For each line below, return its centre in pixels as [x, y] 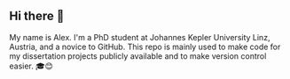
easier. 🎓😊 [31, 66]
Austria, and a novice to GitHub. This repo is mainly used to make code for [145, 47]
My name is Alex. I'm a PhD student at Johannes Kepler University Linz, [140, 37]
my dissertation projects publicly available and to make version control [138, 56]
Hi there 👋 [37, 16]
